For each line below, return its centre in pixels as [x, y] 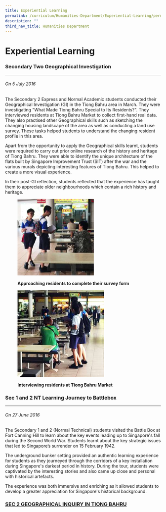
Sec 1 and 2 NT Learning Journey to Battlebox [61, 398]
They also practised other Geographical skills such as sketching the [74, 120]
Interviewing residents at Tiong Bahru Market [65, 385]
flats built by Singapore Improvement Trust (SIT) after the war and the [76, 161]
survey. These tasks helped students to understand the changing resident [80, 131]
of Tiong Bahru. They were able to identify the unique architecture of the [79, 156]
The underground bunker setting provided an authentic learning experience [82, 456]
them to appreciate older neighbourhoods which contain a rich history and [81, 187]
